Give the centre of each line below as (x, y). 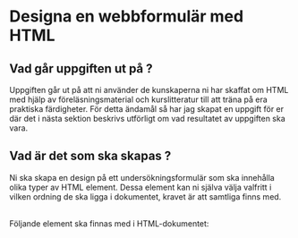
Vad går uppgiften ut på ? (81, 68)
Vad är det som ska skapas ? (90, 156)
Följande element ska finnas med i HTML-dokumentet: (109, 223)
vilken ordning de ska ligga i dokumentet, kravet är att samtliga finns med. (145, 196)
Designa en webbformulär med (127, 17)
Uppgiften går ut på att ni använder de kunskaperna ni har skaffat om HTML (149, 90)
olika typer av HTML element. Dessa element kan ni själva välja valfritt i (140, 187)
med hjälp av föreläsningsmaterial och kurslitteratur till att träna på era (139, 99)
